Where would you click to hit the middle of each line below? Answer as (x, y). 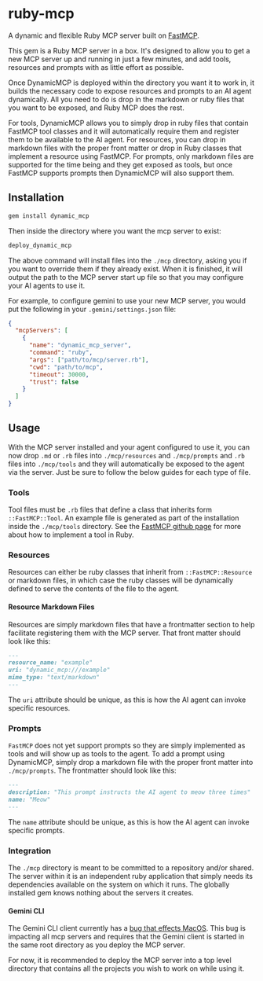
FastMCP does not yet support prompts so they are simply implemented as (127, 746)
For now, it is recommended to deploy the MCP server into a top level (120, 961)
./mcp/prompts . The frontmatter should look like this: (92, 770)
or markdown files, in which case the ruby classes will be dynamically (121, 581)
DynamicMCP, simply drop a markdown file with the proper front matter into (131, 762)
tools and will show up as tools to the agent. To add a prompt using (117, 754)
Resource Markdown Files (51, 607)
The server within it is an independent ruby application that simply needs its (131, 876)
